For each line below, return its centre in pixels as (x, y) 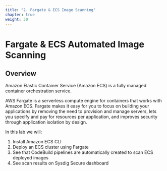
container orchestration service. (39, 91)
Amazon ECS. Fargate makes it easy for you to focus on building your (77, 106)
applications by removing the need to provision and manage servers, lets (81, 111)
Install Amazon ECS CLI (37, 142)
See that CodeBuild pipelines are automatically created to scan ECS (83, 152)
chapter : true (20, 15)
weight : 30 (17, 19)
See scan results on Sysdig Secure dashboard (61, 163)
